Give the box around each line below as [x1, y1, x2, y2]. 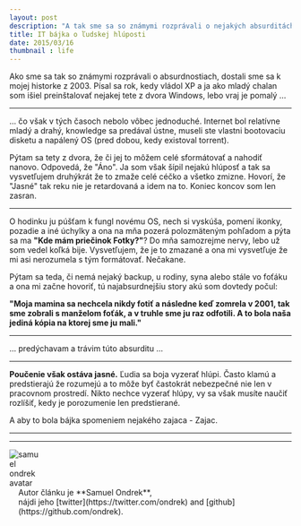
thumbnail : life [9, 47, 74, 56]
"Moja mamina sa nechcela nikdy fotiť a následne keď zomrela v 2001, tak [9, 298, 290, 309]
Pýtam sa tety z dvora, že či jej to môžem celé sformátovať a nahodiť [9, 152, 262, 163]
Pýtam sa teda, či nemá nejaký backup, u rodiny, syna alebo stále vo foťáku [9, 272, 288, 282]
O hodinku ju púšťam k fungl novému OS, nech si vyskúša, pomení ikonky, [9, 216, 283, 227]
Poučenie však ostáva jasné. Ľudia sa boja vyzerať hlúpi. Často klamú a [9, 369, 276, 380]
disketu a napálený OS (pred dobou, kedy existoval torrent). [9, 135, 230, 146]
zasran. [9, 190, 38, 202]
